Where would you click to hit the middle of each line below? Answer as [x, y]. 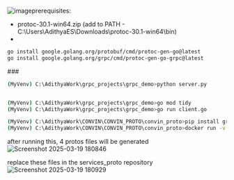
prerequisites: [52, 11]
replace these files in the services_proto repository [80, 163]
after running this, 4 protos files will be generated [78, 142]
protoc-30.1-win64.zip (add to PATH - [71, 24]
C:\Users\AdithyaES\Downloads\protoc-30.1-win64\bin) [97, 32]
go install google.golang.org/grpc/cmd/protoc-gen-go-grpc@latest [106, 58]
